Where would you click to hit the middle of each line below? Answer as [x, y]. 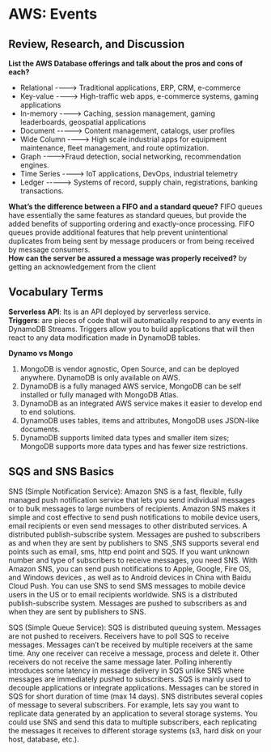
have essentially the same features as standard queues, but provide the [127, 215]
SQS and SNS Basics [61, 472]
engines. [35, 165]
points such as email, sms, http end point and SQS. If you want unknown [129, 551]
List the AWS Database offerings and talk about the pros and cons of [126, 63]
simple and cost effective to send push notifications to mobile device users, [134, 517]
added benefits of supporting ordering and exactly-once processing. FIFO [131, 224]
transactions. [42, 191]
